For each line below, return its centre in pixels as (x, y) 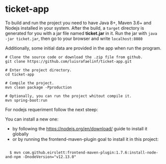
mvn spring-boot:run (27, 100)
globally (20, 134)
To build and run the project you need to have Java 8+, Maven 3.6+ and (78, 23)
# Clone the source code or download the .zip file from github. (74, 57)
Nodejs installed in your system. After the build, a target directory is (75, 28)
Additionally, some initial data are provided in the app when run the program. (83, 48)
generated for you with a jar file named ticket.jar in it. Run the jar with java (81, 33)
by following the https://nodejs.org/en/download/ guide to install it (80, 128)
